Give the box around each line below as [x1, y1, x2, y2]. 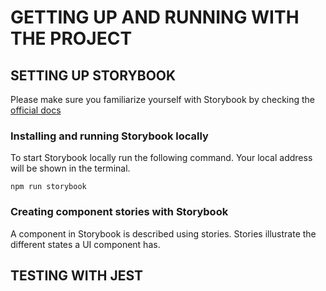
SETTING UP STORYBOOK [10, 67, 177, 84]
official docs [10, 104, 62, 116]
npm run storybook [10, 182, 87, 192]
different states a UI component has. [10, 238, 161, 250]
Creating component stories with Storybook [10, 205, 229, 219]
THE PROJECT [10, 27, 133, 50]
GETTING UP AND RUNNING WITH [10, 6, 300, 29]
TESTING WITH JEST [10, 267, 144, 284]
